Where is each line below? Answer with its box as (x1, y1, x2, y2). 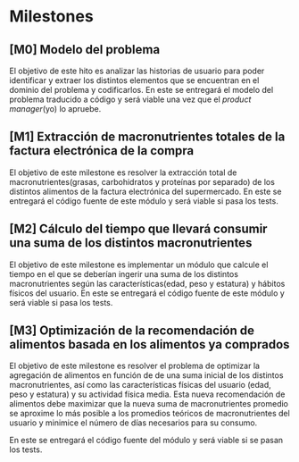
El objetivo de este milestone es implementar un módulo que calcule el (9, 259, 269, 270)
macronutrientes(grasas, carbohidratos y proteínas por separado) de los (9, 176, 275, 187)
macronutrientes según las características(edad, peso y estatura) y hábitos (9, 278, 286, 289)
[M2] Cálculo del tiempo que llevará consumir (9, 222, 268, 237)
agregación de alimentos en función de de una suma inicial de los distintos (9, 370, 284, 381)
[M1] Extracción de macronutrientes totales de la (9, 130, 286, 145)
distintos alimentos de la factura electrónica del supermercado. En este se (9, 186, 282, 197)
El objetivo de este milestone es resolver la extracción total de (9, 167, 237, 178)
